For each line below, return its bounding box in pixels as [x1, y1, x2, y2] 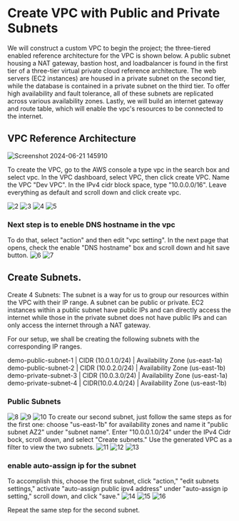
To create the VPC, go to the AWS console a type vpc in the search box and [7, 165, 230, 174]
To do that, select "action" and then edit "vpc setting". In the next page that [7, 236, 229, 244]
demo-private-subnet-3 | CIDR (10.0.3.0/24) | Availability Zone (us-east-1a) [7, 371, 228, 379]
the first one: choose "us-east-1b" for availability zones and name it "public [7, 421, 228, 429]
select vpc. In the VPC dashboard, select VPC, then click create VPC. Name [7, 172, 230, 181]
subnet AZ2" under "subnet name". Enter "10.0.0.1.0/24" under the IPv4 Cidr [7, 428, 231, 436]
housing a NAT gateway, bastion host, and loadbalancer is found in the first [7, 58, 228, 67]
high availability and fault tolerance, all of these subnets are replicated [7, 89, 214, 98]
